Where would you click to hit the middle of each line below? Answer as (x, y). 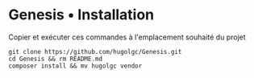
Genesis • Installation (81, 15)
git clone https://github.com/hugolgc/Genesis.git (95, 51)
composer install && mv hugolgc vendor (75, 66)
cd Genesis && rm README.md (56, 59)
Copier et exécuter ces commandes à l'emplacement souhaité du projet (127, 37)
